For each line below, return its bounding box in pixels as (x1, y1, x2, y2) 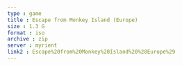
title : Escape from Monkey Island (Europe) (7, 16, 138, 23)
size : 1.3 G (7, 23, 45, 30)
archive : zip (7, 36, 49, 43)
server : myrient (7, 42, 58, 49)
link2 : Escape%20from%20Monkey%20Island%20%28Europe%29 (7, 49, 176, 56)
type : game (7, 10, 42, 17)
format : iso (7, 29, 45, 36)
